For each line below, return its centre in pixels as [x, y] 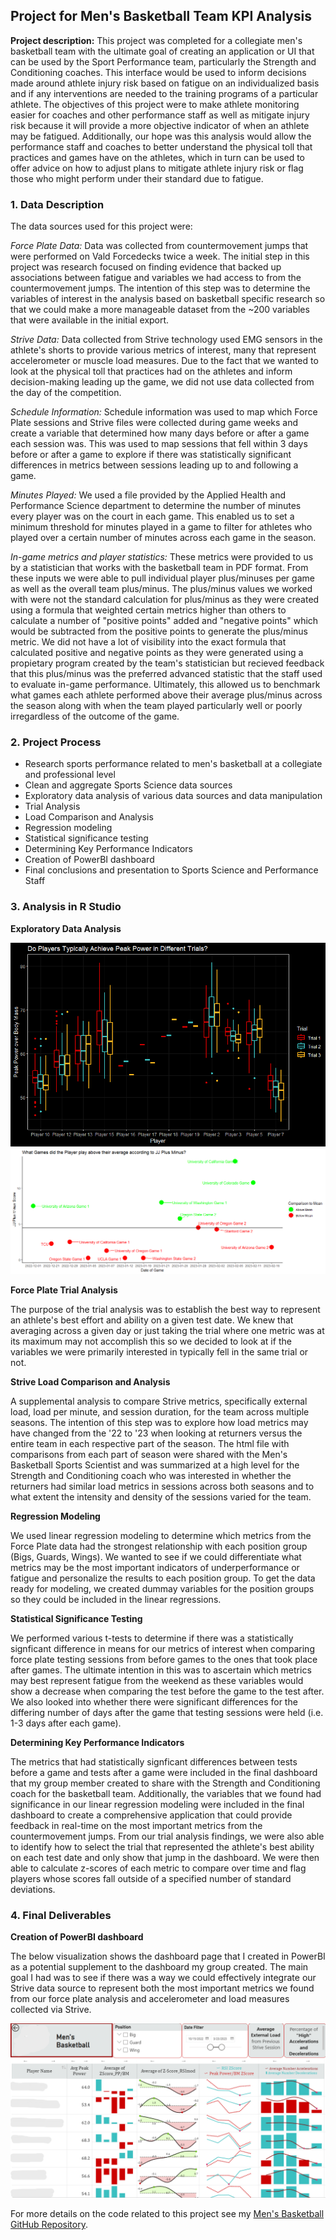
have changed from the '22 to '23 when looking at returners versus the [156, 1433]
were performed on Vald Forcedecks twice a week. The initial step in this [160, 256]
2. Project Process [56, 742]
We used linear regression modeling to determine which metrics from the [161, 1536]
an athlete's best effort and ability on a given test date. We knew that [152, 1320]
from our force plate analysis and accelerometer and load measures [150, 1999]
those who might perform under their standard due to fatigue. [137, 178]
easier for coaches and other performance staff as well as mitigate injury [160, 115]
